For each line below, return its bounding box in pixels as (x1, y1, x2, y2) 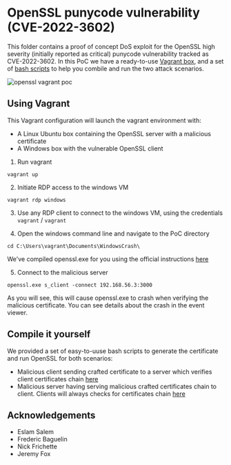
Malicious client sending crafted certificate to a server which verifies (17, 368, 212, 376)
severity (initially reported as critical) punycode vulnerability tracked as (7, 50, 209, 58)
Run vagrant (17, 158, 52, 166)
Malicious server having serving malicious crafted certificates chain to (17, 382, 217, 390)
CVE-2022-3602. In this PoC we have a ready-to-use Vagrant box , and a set (7, 57, 224, 65)
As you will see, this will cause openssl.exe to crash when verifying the (7, 294, 209, 302)
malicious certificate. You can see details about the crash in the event (7, 301, 205, 309)
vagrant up (7, 171, 39, 178)
